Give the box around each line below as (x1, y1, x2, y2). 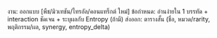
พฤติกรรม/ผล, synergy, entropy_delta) (7, 23, 111, 31)
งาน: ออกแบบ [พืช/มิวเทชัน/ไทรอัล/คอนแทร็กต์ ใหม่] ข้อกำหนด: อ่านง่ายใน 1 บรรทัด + (7, 8, 209, 15)
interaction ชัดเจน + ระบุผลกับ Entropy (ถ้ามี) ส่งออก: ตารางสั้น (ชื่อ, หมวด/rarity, (7, 15, 210, 23)
